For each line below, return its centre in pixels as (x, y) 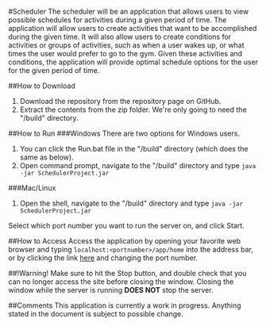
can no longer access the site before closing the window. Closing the (121, 282)
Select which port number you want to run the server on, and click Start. (126, 226)
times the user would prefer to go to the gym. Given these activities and (125, 54)
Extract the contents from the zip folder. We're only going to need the (133, 109)
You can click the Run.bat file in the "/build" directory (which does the (134, 149)
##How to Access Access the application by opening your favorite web (124, 241)
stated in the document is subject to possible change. (96, 314)
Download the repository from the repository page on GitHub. (120, 101)
